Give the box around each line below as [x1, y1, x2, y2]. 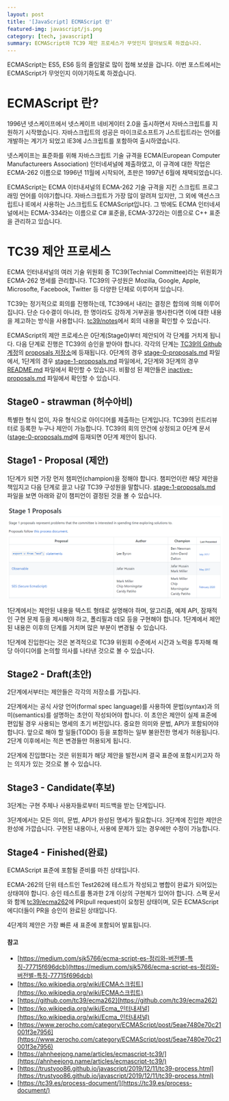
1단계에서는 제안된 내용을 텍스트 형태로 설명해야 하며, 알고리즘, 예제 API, [7, 606, 200, 614]
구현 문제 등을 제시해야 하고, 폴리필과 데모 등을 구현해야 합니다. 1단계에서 [14, 614, 208, 623]
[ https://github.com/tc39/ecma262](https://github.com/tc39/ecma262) [16, 996, 217, 1004]
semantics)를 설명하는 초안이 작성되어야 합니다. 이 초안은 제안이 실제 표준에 [14, 711, 217, 719]
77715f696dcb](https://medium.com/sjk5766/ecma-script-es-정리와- [25, 963, 219, 971]
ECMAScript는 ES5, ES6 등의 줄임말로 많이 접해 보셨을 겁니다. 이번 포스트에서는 [7, 60, 221, 69]
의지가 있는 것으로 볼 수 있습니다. [14, 760, 102, 768]
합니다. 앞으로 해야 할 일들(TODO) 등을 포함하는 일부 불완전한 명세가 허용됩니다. [7, 728, 220, 736]
